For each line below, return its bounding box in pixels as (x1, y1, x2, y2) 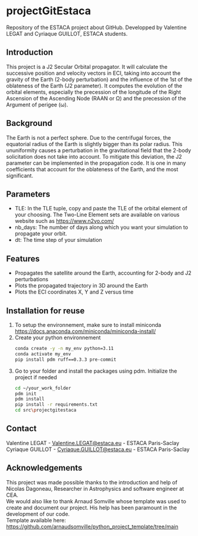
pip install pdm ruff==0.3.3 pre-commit (14, 357, 117, 362)
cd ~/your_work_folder (14, 385, 71, 391)
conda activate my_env (14, 351, 71, 357)
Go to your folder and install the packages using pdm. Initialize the (14, 367, 177, 374)
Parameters (6, 189, 51, 199)
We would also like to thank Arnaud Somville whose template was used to (6, 497, 186, 505)
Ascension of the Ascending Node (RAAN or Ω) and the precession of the (6, 94, 186, 102)
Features (6, 254, 40, 264)
